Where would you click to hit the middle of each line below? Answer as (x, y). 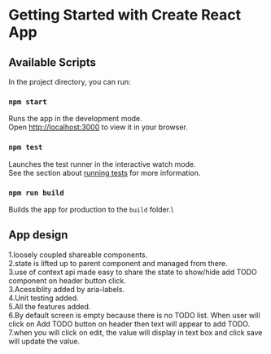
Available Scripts (52, 62)
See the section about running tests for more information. (105, 173)
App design (38, 235)
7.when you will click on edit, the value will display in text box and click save (135, 332)
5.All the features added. (50, 306)
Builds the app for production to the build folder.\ (91, 209)
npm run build (36, 192)
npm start (28, 102)
